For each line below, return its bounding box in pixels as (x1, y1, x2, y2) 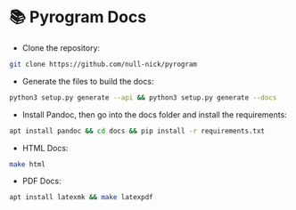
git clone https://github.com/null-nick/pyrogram (9, 60, 198, 69)
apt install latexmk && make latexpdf (9, 193, 153, 202)
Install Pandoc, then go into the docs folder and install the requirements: (21, 109, 287, 120)
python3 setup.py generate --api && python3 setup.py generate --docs (9, 93, 277, 102)
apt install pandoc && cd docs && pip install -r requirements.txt (9, 126, 266, 135)
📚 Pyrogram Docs (9, 7, 147, 28)
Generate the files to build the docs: (21, 76, 154, 86)
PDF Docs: (21, 175, 62, 187)
